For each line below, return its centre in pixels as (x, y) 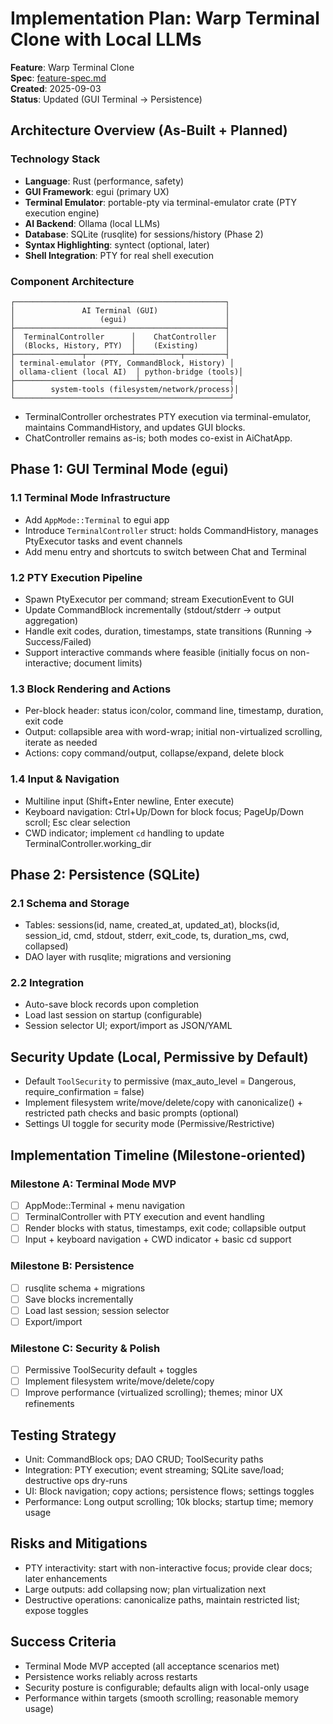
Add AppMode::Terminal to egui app (97, 519)
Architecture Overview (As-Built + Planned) (149, 130)
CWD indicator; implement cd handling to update (124, 833)
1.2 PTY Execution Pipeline (76, 577)
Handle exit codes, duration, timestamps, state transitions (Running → (168, 631)
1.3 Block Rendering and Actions (91, 689)
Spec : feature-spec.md (58, 78)
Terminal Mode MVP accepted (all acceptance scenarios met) (152, 1666)
